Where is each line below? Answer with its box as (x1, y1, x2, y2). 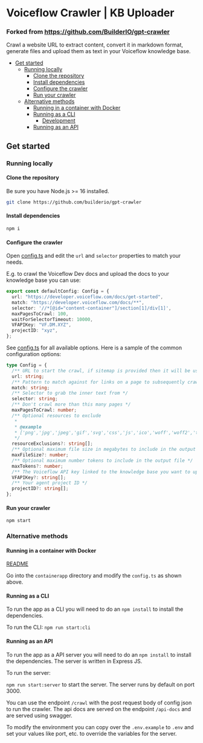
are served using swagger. (6, 712, 72, 719)
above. (6, 578, 24, 585)
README (6, 560, 29, 567)
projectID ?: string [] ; (11, 486, 69, 492)
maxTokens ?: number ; (11, 463, 63, 469)
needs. (6, 258, 24, 266)
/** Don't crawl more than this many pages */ (11, 401, 131, 407)
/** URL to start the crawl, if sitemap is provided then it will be (11, 368, 190, 374)
